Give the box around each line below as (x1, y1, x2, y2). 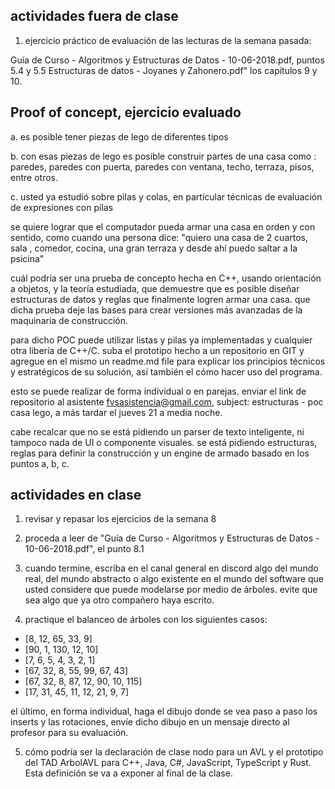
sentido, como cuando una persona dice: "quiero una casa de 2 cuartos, (10, 231, 308, 243)
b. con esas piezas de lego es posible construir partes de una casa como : (10, 150, 317, 162)
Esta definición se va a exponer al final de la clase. (24, 767, 233, 779)
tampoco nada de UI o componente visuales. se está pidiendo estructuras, (10, 436, 318, 448)
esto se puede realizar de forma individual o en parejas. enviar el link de (10, 385, 307, 397)
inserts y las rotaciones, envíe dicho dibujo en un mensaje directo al (10, 716, 290, 728)
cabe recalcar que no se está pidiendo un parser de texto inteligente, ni (10, 425, 305, 438)
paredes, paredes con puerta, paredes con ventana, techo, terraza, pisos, (10, 160, 315, 173)
